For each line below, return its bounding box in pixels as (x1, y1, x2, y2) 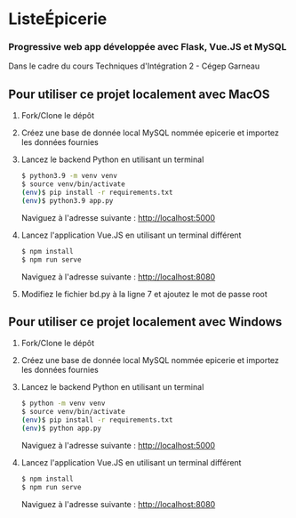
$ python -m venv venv (20, 399, 106, 409)
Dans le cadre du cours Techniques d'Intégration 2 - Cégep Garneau (8, 61, 260, 71)
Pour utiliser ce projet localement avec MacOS (8, 86, 270, 101)
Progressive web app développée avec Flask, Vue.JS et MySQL (8, 41, 287, 53)
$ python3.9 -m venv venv (20, 172, 117, 181)
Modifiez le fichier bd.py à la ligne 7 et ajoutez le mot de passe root (20, 288, 268, 299)
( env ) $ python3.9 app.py (20, 196, 114, 205)
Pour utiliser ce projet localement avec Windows (8, 314, 283, 329)
